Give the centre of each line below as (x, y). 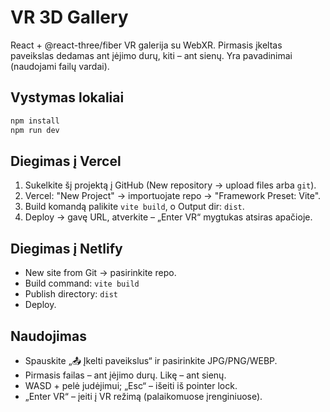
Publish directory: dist (71, 294)
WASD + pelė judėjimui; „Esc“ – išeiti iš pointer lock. (131, 385)
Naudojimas (48, 336)
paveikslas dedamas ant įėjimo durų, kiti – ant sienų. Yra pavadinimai (151, 55)
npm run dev (35, 130)
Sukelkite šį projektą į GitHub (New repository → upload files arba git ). (170, 185)
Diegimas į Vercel (66, 161)
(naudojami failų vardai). (60, 66)
